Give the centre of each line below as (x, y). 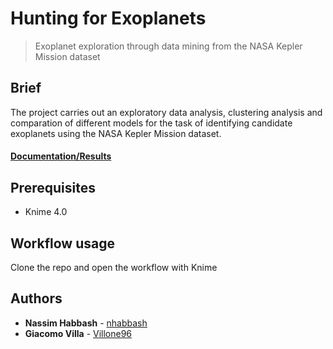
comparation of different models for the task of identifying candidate (151, 123)
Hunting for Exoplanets (108, 18)
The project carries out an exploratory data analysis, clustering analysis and (166, 112)
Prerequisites (53, 187)
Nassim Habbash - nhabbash (86, 323)
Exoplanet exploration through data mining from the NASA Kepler (168, 46)
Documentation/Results (61, 156)
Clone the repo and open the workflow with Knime (114, 267)
